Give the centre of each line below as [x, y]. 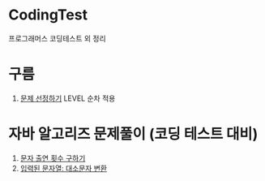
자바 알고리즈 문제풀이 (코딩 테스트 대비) [133, 134]
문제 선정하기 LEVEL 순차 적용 [68, 98]
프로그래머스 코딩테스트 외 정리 [58, 38]
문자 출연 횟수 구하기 [53, 158]
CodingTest [48, 15]
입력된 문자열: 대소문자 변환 [64, 168]
